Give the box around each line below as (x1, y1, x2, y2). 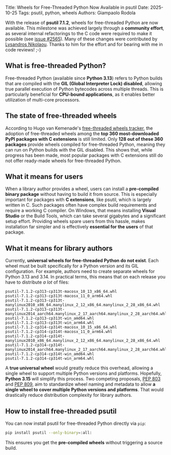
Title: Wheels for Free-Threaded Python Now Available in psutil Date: (5, 5, 149, 10)
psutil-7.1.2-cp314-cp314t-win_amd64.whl (5, 351, 95, 357)
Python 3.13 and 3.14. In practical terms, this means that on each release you (5, 274, 165, 280)
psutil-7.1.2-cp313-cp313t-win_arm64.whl (5, 320, 95, 325)
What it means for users (5, 172, 83, 181)
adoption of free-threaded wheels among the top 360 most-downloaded (5, 130, 159, 137)
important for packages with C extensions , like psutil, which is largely (5, 196, 152, 203)
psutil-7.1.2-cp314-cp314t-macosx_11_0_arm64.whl (5, 329, 113, 335)
